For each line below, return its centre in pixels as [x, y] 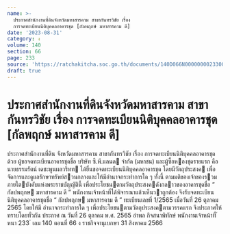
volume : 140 [24, 45]
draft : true [24, 70]
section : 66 [24, 52]
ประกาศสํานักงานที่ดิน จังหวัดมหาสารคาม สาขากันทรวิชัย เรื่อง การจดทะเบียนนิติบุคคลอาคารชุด [111, 154]
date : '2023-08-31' [35, 32]
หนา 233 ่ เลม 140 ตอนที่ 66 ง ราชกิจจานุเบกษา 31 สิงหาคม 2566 [85, 223]
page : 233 [21, 58]
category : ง [24, 39]
